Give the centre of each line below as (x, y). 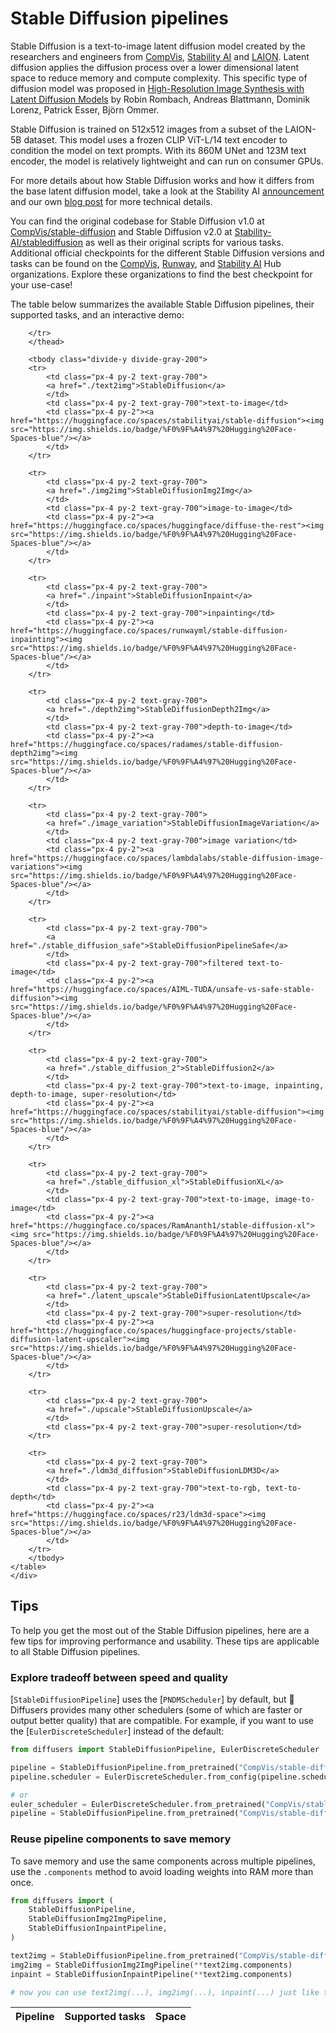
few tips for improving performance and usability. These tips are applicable (165, 1641)
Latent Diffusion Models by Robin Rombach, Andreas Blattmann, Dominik (160, 99)
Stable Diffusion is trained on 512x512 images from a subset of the (146, 129)
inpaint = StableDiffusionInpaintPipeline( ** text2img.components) (151, 1974)
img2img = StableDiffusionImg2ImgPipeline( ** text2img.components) (151, 1965)
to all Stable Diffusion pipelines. (75, 1651)
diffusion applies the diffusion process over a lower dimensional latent (154, 67)
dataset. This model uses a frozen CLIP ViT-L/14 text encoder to (155, 139)
